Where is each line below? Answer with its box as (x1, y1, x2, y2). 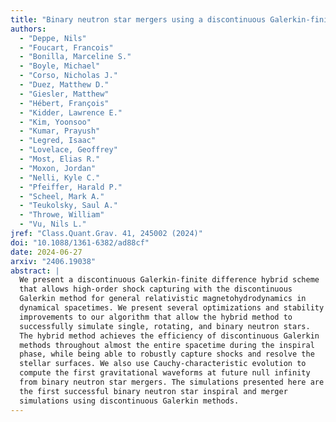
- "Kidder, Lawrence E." (19, 107, 123, 118)
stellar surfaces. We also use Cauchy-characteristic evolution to (19, 359, 307, 369)
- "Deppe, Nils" (19, 33, 87, 43)
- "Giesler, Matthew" (19, 89, 110, 99)
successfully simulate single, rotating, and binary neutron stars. (19, 321, 311, 331)
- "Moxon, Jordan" (19, 163, 97, 173)
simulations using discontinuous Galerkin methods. (19, 396, 240, 406)
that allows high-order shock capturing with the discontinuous (19, 284, 293, 295)
